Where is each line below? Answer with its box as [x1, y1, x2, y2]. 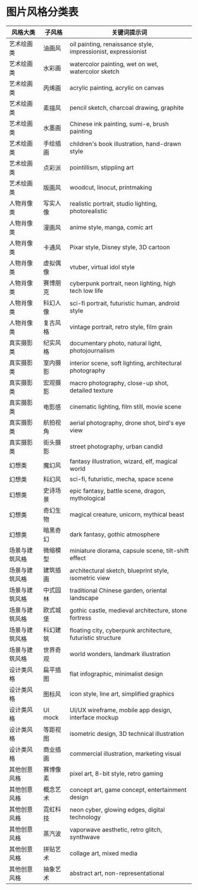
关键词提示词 [111, 28, 147, 36]
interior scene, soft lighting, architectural [70, 358, 181, 367]
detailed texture [70, 386, 113, 395]
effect [70, 553, 87, 562]
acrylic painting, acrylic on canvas [70, 83, 164, 92]
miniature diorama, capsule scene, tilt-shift [70, 546, 189, 555]
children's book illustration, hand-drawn [70, 139, 181, 148]
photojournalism [70, 346, 115, 354]
